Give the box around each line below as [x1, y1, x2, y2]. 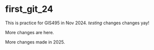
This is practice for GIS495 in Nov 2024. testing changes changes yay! [5, 20, 150, 26]
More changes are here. [5, 29, 54, 35]
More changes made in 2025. [5, 39, 65, 45]
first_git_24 [5, 3, 53, 15]
